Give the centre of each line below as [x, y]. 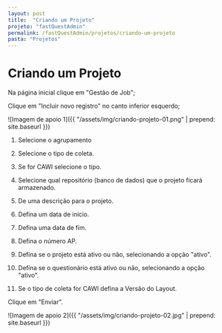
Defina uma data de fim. [52, 228]
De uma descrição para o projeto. [65, 201]
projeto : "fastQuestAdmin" [47, 26]
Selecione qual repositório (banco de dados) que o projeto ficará [110, 180]
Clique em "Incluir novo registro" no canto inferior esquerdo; [94, 106]
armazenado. [37, 188]
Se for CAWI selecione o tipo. [60, 167]
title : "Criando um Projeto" [52, 20]
